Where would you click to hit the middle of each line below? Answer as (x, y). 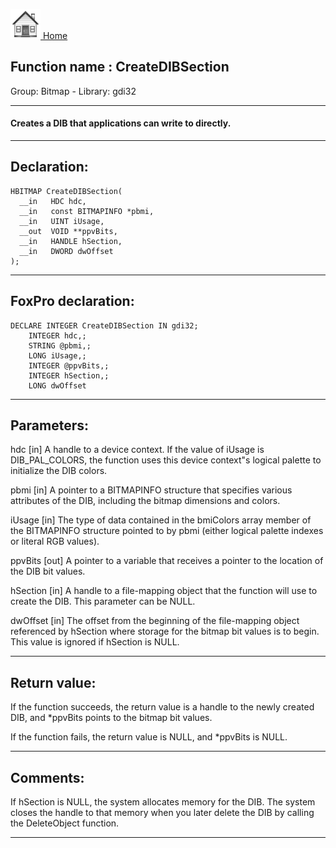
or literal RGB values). (55, 541)
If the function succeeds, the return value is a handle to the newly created (162, 707)
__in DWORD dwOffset (66, 251)
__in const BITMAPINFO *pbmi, (87, 211)
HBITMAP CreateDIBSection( (66, 191)
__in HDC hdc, (53, 201)
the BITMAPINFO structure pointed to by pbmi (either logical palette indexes (167, 531)
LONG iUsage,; (57, 355)
